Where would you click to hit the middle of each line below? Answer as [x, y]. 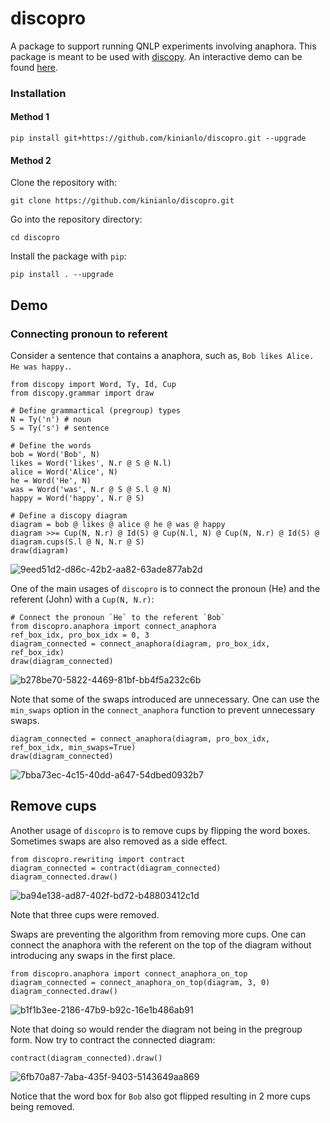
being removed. [42, 1106]
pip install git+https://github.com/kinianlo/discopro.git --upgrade [158, 138]
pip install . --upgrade [62, 275]
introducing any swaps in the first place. [93, 955]
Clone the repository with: [64, 183]
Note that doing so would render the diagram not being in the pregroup [156, 1029]
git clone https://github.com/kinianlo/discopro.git [122, 201]
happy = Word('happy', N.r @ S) [77, 498]
